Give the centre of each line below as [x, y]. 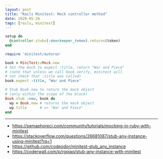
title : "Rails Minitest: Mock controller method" [56, 14]
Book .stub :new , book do [30, 98]
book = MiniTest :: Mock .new [32, 63]
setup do [14, 36]
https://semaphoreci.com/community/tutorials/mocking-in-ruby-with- [81, 126]
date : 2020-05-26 [23, 18]
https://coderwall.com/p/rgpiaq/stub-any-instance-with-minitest [76, 152]
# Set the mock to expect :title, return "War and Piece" [65, 67]
